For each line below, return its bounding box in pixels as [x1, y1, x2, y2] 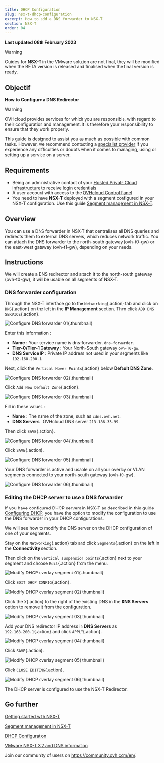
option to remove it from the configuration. [5, 604, 92, 610]
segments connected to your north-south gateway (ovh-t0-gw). [5, 472, 135, 478]
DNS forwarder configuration [5, 289, 77, 296]
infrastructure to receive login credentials [12, 185, 97, 191]
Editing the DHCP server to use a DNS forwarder [5, 494, 123, 501]
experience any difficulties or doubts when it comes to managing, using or [5, 146, 157, 152]
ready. [5, 69, 18, 75]
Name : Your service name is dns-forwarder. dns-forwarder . [12, 339, 134, 345]
